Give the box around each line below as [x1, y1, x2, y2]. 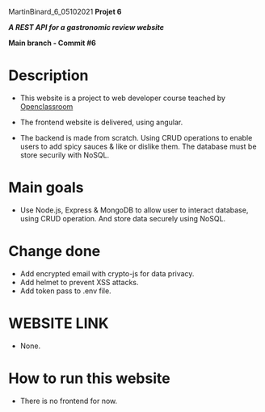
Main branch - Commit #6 [8, 38, 97, 48]
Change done [8, 242, 101, 261]
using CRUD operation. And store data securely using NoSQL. [19, 213, 226, 223]
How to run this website [8, 369, 171, 387]
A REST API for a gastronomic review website [8, 23, 164, 32]
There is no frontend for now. [19, 396, 118, 406]
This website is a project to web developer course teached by [19, 93, 226, 103]
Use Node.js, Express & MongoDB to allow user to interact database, [19, 205, 249, 215]
